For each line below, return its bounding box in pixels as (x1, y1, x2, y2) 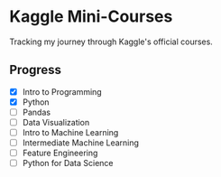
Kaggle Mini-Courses (9, 6, 173, 27)
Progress (9, 62, 61, 78)
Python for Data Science (22, 158, 115, 169)
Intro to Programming (22, 86, 102, 97)
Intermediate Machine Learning (22, 137, 140, 148)
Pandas (22, 107, 51, 117)
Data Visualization (22, 116, 90, 127)
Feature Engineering (22, 147, 98, 159)
